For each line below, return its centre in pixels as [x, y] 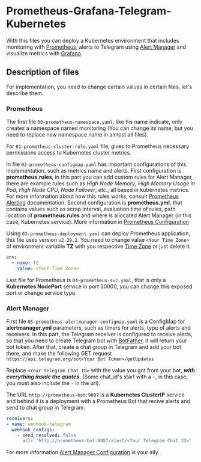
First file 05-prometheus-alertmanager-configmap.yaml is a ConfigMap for [96, 321]
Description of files [43, 72]
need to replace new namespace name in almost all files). [77, 135]
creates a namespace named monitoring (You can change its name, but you [100, 128]
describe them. [25, 93]
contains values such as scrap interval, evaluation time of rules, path [91, 209]
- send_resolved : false [47, 435]
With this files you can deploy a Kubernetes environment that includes [93, 40]
